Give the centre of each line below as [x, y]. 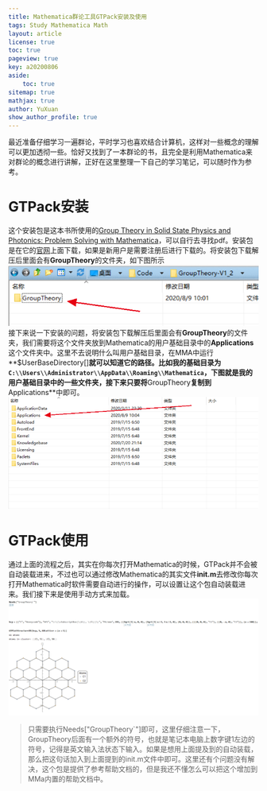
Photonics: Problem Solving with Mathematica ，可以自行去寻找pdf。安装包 [131, 240]
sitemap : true [32, 92]
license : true [32, 42]
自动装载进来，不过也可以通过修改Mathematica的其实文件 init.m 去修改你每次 [133, 574]
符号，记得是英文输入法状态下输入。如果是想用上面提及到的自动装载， [143, 749]
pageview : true [33, 59]
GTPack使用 [48, 541]
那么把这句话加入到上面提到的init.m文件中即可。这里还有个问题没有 [137, 758]
